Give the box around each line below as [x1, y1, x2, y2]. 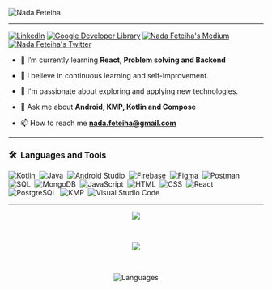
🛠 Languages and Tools [8, 149, 107, 161]
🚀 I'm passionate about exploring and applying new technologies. [19, 86, 239, 96]
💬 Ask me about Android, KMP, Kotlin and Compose [19, 102, 197, 111]
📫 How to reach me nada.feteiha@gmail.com [19, 118, 176, 128]
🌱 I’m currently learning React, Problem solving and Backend [19, 55, 227, 65]
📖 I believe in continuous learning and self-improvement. [19, 71, 209, 80]
